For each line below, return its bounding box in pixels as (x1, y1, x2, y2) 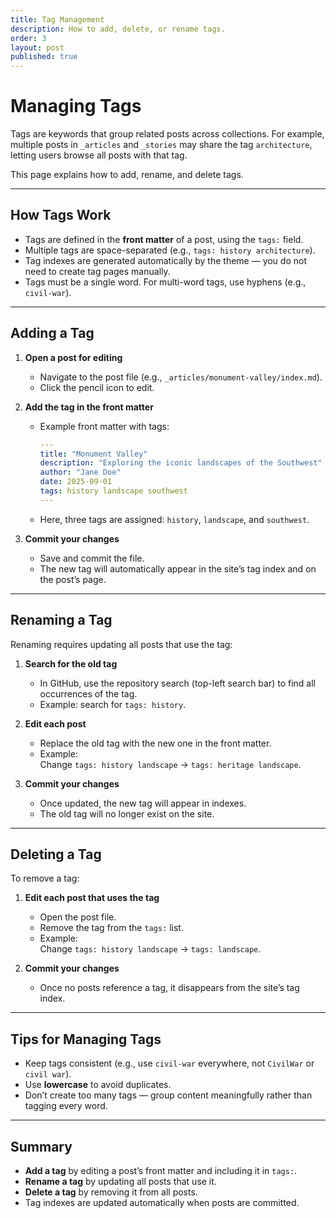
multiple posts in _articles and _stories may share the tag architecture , (10, 139, 313, 151)
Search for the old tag (24, 657, 118, 670)
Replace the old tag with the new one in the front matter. (39, 737, 272, 749)
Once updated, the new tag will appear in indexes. (39, 797, 247, 809)
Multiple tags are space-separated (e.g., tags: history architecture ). (24, 244, 316, 256)
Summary (10, 1138, 73, 1155)
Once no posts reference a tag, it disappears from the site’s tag (39, 982, 300, 994)
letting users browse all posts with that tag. (10, 149, 188, 161)
